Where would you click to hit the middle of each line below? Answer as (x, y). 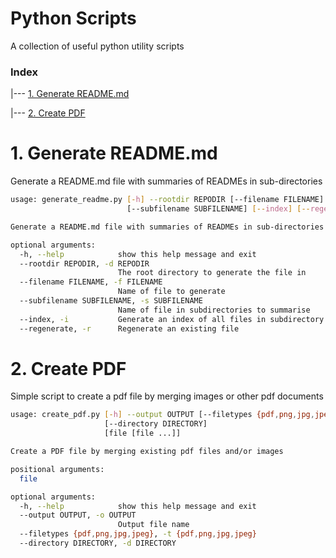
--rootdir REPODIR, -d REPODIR (84, 263)
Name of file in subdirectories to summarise (214, 310)
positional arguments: (57, 469)
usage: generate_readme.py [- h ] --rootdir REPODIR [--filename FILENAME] (167, 200)
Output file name (153, 525)
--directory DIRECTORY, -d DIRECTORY (98, 543)
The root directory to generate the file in (212, 273)
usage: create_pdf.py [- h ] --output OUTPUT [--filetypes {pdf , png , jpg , (162, 415)
